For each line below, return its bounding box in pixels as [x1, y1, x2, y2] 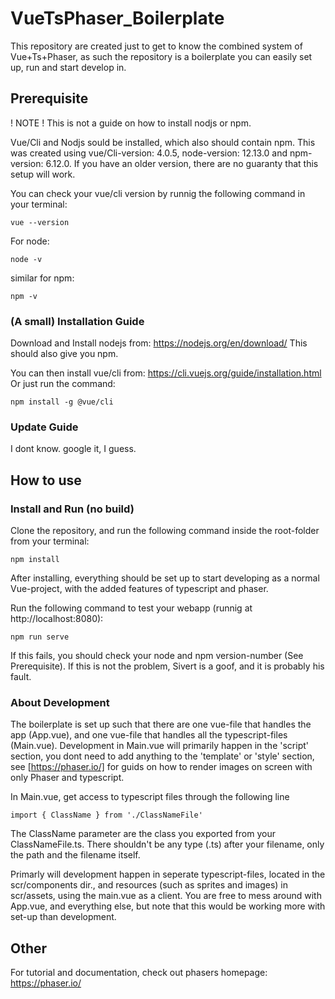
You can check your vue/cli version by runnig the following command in [10, 187, 306, 199]
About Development [10, 695, 110, 709]
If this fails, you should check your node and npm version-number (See [10, 650, 304, 662]
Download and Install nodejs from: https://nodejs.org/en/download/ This [10, 337, 308, 349]
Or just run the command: [10, 378, 116, 390]
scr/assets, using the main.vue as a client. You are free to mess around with [10, 890, 322, 902]
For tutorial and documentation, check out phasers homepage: [10, 967, 268, 979]
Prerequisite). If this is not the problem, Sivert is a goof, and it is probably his [10, 660, 325, 672]
